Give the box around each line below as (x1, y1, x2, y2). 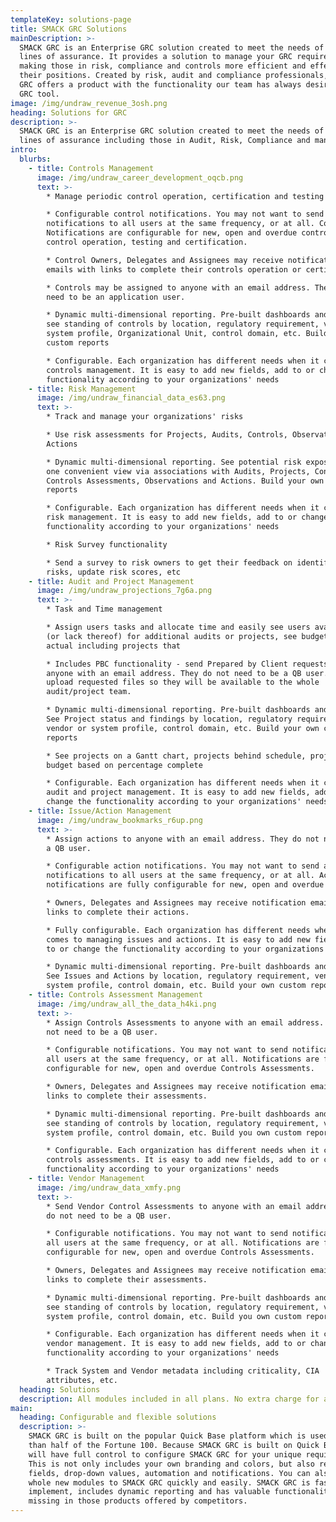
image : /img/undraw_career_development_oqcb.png (36, 172, 244, 183)
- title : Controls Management (28, 163, 155, 173)
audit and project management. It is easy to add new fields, (46, 787, 311, 798)
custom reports (46, 338, 110, 348)
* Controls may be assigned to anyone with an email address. (46, 282, 311, 293)
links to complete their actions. (46, 907, 190, 917)
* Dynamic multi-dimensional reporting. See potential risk (46, 457, 302, 467)
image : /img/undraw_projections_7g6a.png (36, 586, 213, 596)
